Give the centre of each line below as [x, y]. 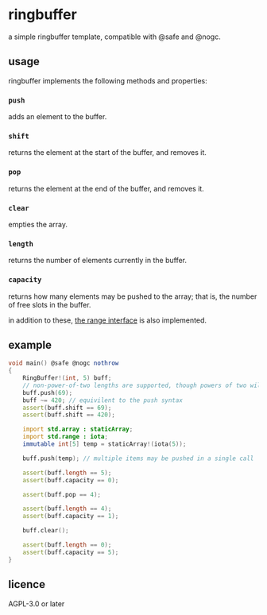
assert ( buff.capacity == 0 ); [71, 480]
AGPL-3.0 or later [37, 603]
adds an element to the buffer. [58, 117]
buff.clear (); [46, 531]
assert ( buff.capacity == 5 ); [71, 552]
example [30, 344]
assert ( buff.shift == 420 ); [69, 415]
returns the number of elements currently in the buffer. [98, 261]
